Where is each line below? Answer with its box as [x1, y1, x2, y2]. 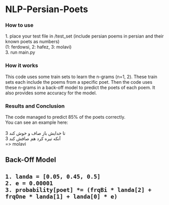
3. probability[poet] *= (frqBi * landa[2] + [5, 186, 152, 193]
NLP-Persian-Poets [5, 4, 89, 15]
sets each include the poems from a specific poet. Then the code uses [5, 79, 153, 85]
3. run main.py [5, 49, 35, 55]
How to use [5, 22, 34, 29]
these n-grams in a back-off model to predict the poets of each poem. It [5, 84, 155, 90]
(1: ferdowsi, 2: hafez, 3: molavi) [5, 44, 72, 50]
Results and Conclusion [5, 102, 65, 110]
